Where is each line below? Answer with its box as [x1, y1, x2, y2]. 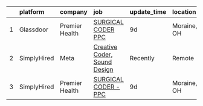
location [172, 8, 196, 16]
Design [93, 66, 114, 73]
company [60, 8, 88, 16]
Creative [93, 43, 118, 51]
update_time [129, 8, 167, 16]
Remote [172, 54, 195, 62]
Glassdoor [19, 25, 49, 34]
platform [19, 8, 45, 16]
